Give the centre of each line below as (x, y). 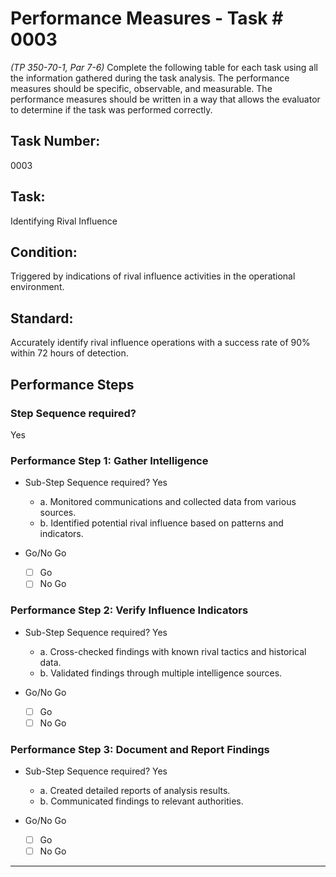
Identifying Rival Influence (64, 221)
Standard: (42, 318)
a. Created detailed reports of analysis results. (135, 791)
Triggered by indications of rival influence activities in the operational (153, 276)
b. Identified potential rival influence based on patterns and (161, 523)
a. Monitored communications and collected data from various (168, 502)
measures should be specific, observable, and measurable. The (141, 88)
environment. (37, 287)
